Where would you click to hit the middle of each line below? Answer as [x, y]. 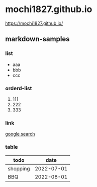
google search [20, 134]
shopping [19, 168]
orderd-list [19, 88]
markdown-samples [37, 39]
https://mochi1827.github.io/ [34, 23]
